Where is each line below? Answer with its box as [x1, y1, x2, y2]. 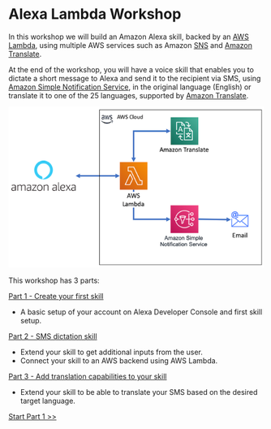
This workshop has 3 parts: [8, 275, 100, 285]
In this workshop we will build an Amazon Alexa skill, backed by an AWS [8, 32, 249, 41]
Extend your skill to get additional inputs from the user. [19, 347, 203, 357]
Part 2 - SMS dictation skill [8, 331, 97, 341]
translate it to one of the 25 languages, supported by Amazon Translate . [8, 90, 249, 100]
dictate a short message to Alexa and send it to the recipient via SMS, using [8, 73, 261, 83]
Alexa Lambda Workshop [8, 5, 182, 24]
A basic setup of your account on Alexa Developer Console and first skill [19, 307, 263, 317]
